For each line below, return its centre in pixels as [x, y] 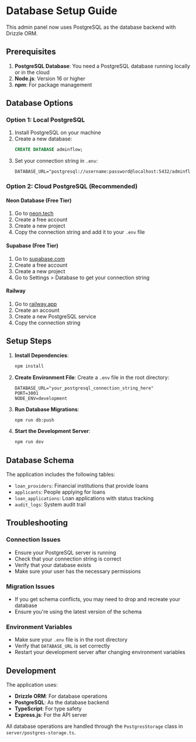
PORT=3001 [27, 393]
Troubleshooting [37, 523]
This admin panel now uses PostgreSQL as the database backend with [91, 27]
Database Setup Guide [62, 11]
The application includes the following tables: [61, 475]
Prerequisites [31, 52]
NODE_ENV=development [41, 398]
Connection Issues [33, 540]
